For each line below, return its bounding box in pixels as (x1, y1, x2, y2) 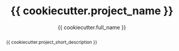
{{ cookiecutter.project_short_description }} (5, 39, 97, 45)
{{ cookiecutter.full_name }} (58, 24, 126, 31)
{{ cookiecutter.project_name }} (10, 4, 174, 18)
